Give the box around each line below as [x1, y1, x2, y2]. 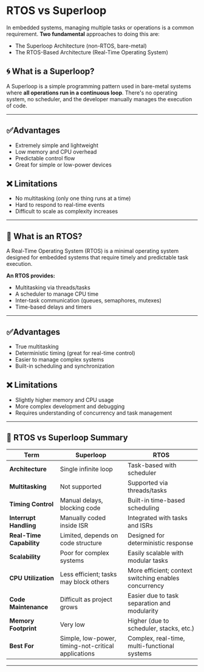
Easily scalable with [127, 548, 184, 557]
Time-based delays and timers [15, 303, 92, 311]
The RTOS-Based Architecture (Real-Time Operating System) [15, 48, 169, 55]
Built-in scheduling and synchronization [15, 362, 115, 370]
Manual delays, [59, 496, 103, 504]
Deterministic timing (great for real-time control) [15, 349, 135, 357]
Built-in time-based [127, 496, 185, 504]
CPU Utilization [9, 574, 55, 582]
